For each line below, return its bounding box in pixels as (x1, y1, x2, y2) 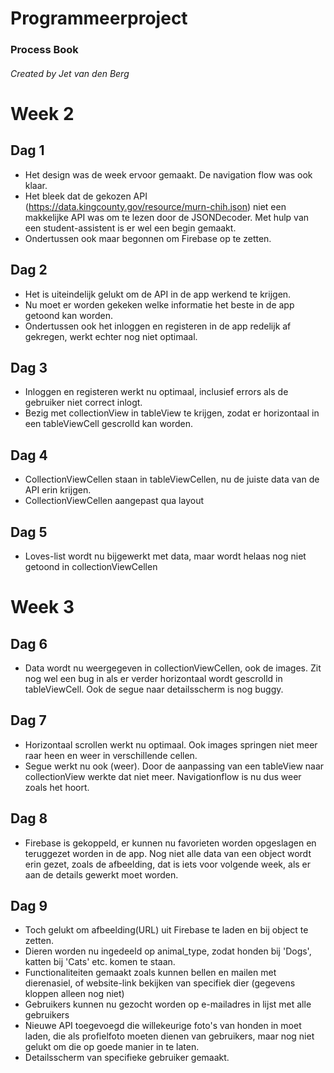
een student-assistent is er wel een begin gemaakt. (24, 222, 237, 234)
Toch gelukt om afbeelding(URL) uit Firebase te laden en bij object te (24, 924, 309, 936)
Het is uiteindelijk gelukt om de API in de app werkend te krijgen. (24, 288, 292, 300)
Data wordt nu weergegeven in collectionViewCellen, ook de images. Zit (24, 662, 322, 674)
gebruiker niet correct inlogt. (24, 397, 143, 409)
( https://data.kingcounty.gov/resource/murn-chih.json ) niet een (24, 200, 287, 212)
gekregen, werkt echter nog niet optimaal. (24, 330, 198, 342)
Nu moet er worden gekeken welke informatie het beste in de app (24, 298, 295, 311)
